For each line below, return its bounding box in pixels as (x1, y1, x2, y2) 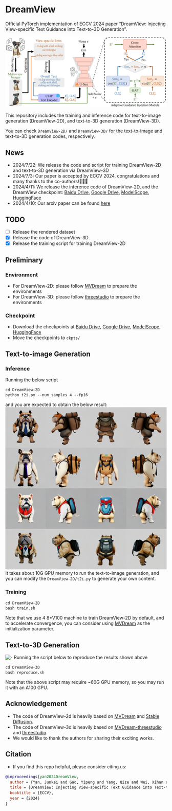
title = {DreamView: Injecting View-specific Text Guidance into (10, 785, 153, 790)
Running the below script (5, 377, 58, 383)
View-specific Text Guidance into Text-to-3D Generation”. (5, 26, 127, 32)
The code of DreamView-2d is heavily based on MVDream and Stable (12, 713, 160, 719)
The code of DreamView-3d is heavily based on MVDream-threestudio (12, 724, 162, 730)
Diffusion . (12, 718, 33, 725)
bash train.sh (5, 606, 36, 611)
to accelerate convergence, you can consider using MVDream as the (5, 620, 150, 626)
